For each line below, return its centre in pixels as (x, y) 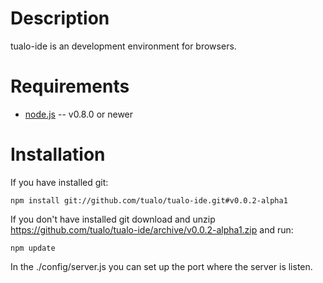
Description (60, 18)
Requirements (70, 86)
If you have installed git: (59, 182)
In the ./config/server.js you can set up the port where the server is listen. (161, 266)
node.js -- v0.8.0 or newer (79, 114)
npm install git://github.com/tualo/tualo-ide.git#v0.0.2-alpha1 (149, 200)
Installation (58, 154)
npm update (33, 248)
